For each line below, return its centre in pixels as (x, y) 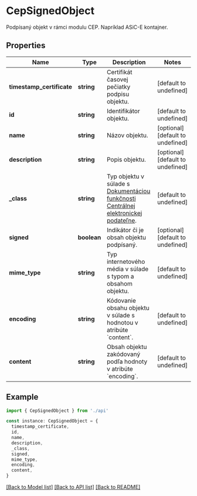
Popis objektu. (126, 159)
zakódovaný (123, 354)
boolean (89, 237)
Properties (26, 46)
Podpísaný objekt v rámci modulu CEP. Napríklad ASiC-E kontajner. (87, 27)
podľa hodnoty (127, 361)
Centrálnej (121, 206)
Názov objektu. (127, 135)
